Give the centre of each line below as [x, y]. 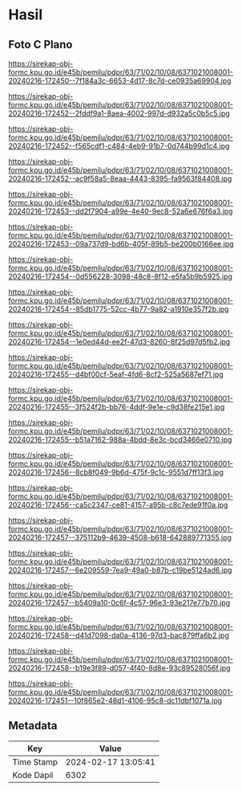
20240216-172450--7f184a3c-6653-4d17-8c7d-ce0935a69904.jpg [120, 81]
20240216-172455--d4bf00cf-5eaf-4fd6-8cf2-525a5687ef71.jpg [116, 374]
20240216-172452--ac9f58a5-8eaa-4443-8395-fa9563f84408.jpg [120, 179]
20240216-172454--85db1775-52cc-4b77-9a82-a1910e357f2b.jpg [119, 309]
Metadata [33, 726]
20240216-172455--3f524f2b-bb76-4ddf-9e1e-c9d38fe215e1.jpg [117, 407]
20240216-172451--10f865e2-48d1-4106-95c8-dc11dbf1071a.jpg [115, 701]
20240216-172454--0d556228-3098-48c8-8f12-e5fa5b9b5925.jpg [120, 276]
